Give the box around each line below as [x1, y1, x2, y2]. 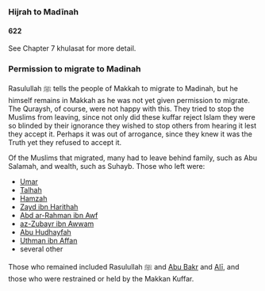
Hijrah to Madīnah [8, 6, 79, 17]
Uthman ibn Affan [19, 236, 78, 246]
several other [19, 244, 63, 254]
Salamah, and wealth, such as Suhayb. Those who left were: [8, 162, 205, 171]
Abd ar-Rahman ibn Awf [19, 211, 98, 220]
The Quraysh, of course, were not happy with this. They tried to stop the [8, 104, 244, 113]
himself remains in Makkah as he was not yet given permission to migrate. [8, 96, 250, 105]
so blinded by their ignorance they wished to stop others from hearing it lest [8, 121, 257, 131]
